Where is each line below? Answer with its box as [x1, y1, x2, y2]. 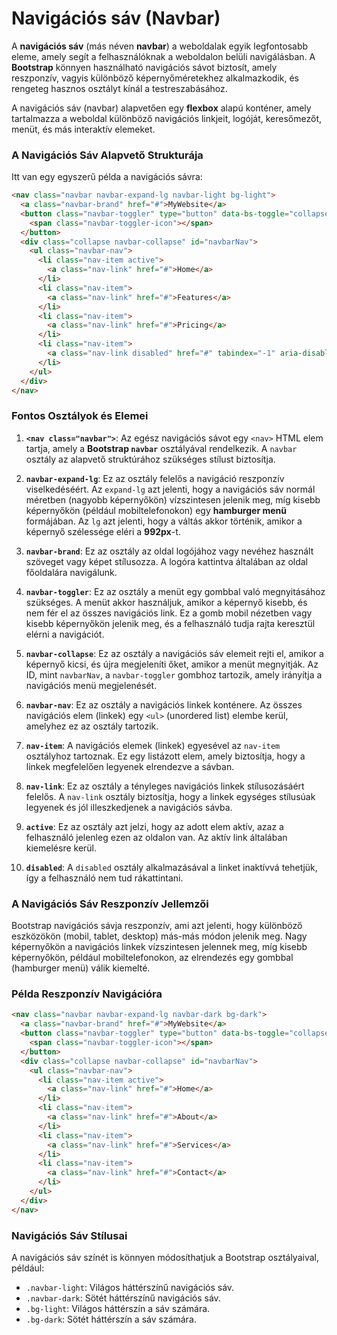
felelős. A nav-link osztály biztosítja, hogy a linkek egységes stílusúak [25, 790, 316, 802]
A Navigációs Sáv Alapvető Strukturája [11, 148, 204, 162]
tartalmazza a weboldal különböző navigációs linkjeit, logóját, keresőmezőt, [11, 112, 323, 124]
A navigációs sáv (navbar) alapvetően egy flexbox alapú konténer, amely [11, 102, 312, 114]
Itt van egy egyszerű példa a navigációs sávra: [11, 171, 203, 183]
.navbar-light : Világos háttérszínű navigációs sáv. [25, 1281, 235, 1293]
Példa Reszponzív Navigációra [11, 987, 163, 1001]
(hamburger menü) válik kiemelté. [11, 962, 151, 974]
